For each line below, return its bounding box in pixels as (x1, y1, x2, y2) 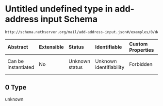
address (5, 14, 39, 25)
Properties (129, 46, 154, 53)
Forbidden (129, 61, 153, 67)
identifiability (95, 64, 125, 71)
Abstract (7, 44, 28, 50)
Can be (7, 58, 24, 64)
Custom (129, 40, 148, 47)
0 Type (5, 83, 27, 91)
